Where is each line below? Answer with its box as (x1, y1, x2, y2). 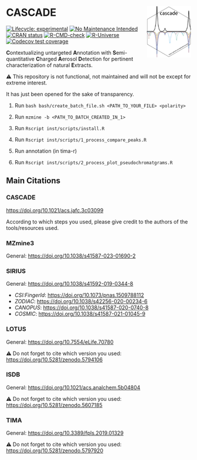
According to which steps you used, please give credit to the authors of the (6, 218, 188, 225)
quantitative (6, 55, 35, 62)
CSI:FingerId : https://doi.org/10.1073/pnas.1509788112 (14, 292, 144, 299)
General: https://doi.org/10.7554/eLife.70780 (6, 338, 114, 346)
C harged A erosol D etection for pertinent (36, 55, 134, 62)
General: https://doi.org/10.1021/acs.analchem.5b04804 (6, 384, 141, 391)
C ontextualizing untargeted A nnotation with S (6, 49, 116, 56)
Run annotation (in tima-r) (14, 147, 77, 154)
